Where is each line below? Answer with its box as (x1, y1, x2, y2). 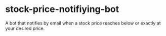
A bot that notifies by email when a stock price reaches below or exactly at (5, 20, 161, 26)
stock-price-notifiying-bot (5, 3, 119, 15)
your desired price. (5, 25, 45, 31)
